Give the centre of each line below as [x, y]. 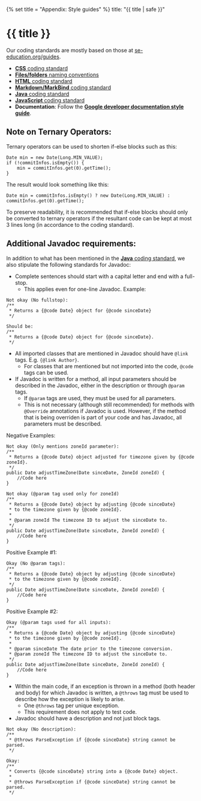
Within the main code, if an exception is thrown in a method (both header [105, 686]
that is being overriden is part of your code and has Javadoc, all [103, 417]
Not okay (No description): [41, 729]
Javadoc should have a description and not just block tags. [88, 718]
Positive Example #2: [32, 611]
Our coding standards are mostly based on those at [70, 50]
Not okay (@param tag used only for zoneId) [63, 493]
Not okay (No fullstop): [37, 300]
